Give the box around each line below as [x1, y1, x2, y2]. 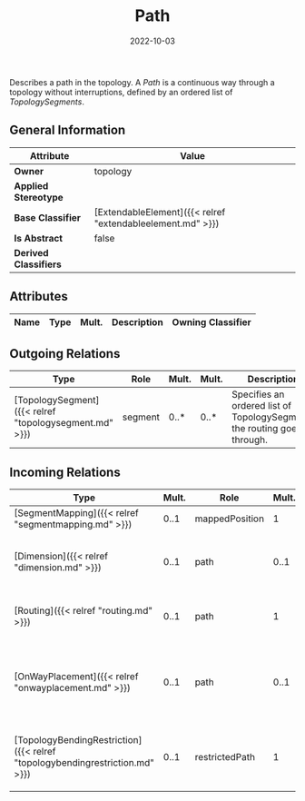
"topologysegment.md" [14, 417, 113, 430]
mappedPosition [194, 512, 265, 525]
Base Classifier [14, 211, 82, 223]
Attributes [9, 289, 68, 304]
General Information [9, 123, 126, 138]
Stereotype [14, 191, 64, 203]
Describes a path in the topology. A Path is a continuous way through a [9, 76, 275, 87]
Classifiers [14, 258, 62, 271]
